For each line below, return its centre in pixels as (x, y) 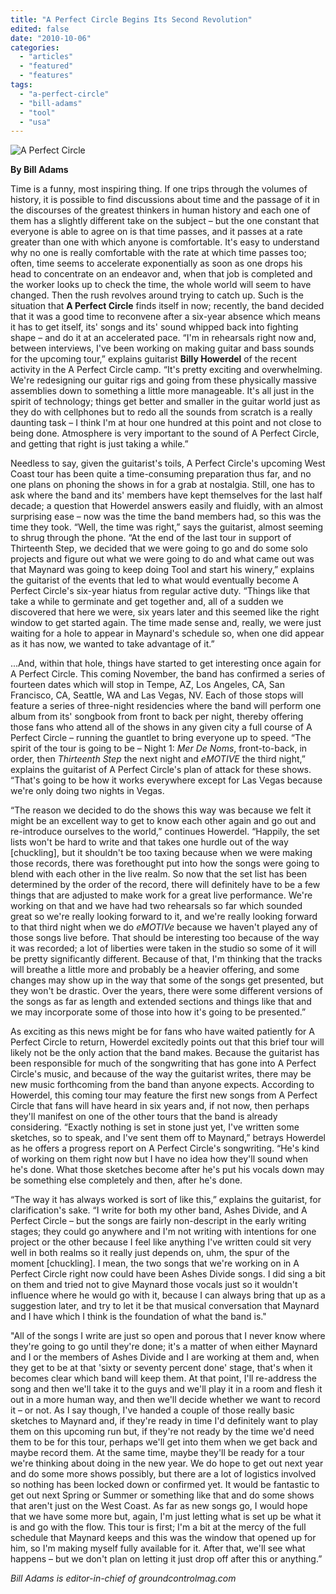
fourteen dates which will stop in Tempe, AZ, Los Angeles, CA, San (147, 685)
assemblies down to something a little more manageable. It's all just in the (162, 391)
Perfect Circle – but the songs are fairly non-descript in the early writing (158, 1221)
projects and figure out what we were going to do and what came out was (162, 559)
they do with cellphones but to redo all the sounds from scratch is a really (161, 412)
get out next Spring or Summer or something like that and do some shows (162, 1495)
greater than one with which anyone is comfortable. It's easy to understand (165, 242)
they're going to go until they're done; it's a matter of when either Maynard (164, 1347)
